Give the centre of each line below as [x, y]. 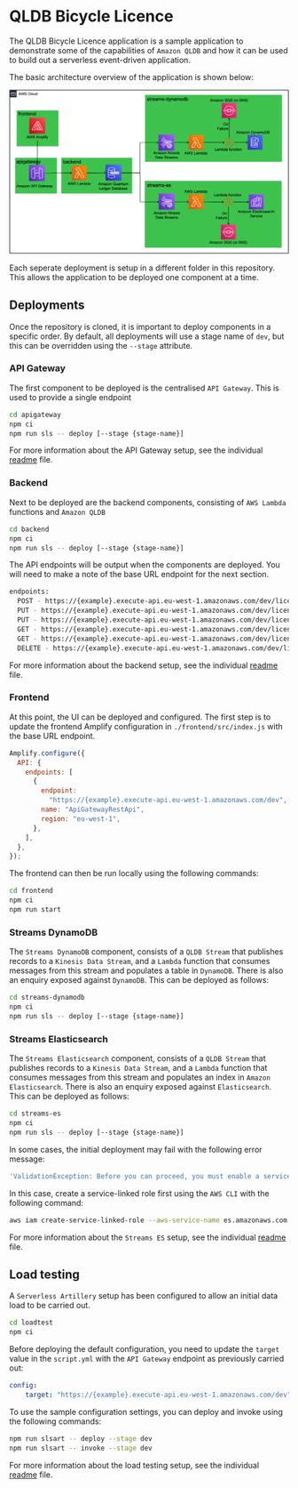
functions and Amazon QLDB [58, 511]
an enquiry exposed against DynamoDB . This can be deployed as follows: [139, 980]
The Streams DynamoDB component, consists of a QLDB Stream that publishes [146, 952]
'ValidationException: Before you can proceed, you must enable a [134, 1176]
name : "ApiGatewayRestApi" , [93, 810]
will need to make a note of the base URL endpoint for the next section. [139, 575]
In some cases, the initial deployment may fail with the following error [136, 1149]
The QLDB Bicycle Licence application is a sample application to [126, 41]
